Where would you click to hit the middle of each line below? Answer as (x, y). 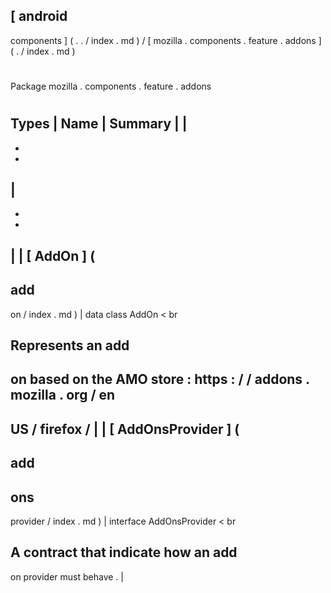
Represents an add (70, 345)
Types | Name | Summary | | (99, 124)
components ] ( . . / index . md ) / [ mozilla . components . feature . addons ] (166, 40)
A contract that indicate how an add (124, 552)
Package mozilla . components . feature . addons (111, 86)
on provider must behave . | (67, 576)
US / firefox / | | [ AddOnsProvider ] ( (125, 429)
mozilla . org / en (63, 395)
